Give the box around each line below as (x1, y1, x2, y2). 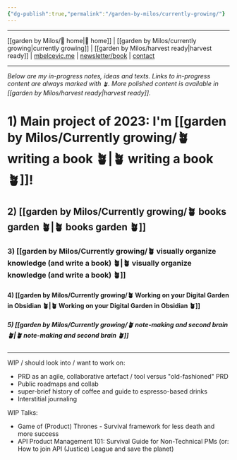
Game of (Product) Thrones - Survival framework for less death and (17, 422, 215, 430)
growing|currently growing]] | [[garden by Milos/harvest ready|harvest (7, 44, 212, 52)
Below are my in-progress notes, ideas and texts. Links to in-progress (7, 71, 211, 80)
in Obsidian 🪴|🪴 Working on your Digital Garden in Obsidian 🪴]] (7, 301, 201, 309)
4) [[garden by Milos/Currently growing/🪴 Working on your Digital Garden (7, 290, 229, 299)
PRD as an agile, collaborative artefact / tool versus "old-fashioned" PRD (17, 372, 229, 380)
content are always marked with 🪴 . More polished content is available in (7, 79, 219, 88)
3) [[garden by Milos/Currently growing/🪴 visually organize (7, 247, 217, 256)
